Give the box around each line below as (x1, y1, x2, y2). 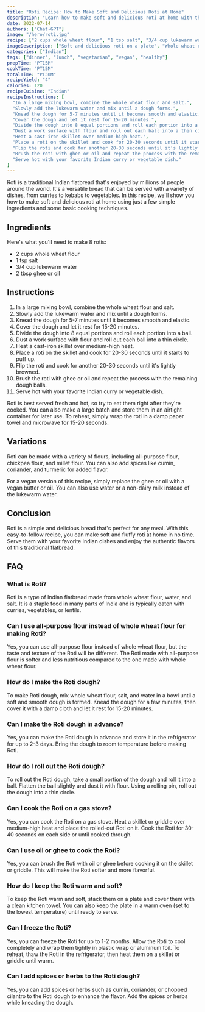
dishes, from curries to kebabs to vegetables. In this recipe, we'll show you (7, 191, 195, 199)
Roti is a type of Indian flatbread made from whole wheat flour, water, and (7, 594, 192, 601)
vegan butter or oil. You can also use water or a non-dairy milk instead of (7, 484, 190, 491)
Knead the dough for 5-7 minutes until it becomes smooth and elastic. (15, 316, 191, 324)
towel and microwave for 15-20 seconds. (7, 419, 109, 426)
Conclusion (7, 508, 52, 519)
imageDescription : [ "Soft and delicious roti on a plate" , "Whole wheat (7, 43, 195, 49)
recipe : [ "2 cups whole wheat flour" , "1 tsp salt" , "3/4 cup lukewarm (7, 37, 192, 43)
